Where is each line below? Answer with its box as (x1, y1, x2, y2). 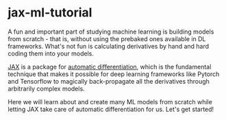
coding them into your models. (8, 49, 95, 58)
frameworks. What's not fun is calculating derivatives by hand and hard (8, 42, 210, 50)
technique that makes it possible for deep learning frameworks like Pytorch (8, 70, 220, 78)
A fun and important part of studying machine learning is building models (8, 27, 214, 36)
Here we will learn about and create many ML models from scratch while (8, 97, 213, 106)
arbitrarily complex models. (8, 84, 85, 93)
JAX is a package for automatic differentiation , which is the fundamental (8, 62, 212, 71)
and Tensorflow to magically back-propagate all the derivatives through (8, 77, 210, 85)
